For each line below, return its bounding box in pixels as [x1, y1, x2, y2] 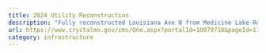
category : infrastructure [8, 33, 93, 41]
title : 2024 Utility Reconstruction [8, 11, 129, 19]
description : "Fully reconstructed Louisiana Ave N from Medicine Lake [8, 19, 249, 26]
